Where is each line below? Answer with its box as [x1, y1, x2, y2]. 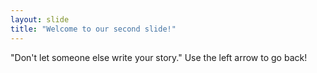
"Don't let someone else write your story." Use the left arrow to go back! [10, 51, 308, 63]
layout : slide [10, 14, 70, 25]
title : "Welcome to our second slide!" [10, 24, 177, 34]
